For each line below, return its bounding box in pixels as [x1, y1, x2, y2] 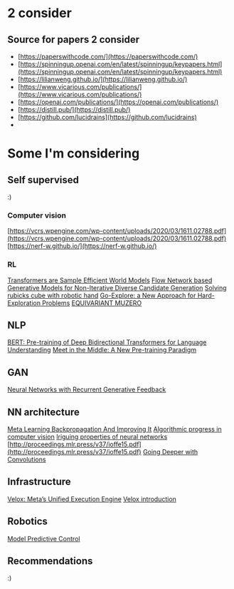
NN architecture [7, 406, 80, 418]
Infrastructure [7, 476, 71, 488]
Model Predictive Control [7, 534, 80, 543]
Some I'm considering [7, 145, 140, 162]
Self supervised [7, 173, 80, 186]
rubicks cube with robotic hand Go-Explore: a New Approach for [7, 291, 196, 299]
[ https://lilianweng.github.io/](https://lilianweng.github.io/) [17, 75, 188, 83]
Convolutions [7, 455, 46, 464]
